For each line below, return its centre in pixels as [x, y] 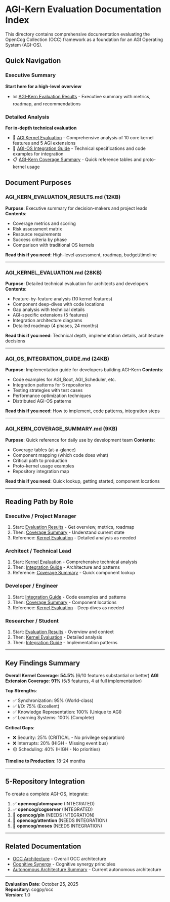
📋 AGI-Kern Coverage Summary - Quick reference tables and [77, 159]
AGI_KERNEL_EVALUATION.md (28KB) [54, 272]
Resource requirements [37, 234]
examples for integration [38, 153]
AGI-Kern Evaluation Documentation [83, 9]
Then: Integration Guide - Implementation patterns [65, 643]
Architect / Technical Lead [38, 551]
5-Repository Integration [45, 782]
